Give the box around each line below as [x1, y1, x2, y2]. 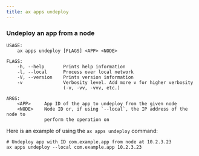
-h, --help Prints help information [17, 63, 126, 70]
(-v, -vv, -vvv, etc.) [63, 85, 120, 91]
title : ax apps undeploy [6, 8, 69, 15]
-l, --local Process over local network [17, 69, 134, 75]
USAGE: [6, 42, 23, 48]
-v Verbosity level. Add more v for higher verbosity [17, 79, 194, 85]
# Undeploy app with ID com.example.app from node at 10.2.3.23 [6, 138, 172, 145]
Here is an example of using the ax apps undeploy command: [6, 127, 158, 134]
